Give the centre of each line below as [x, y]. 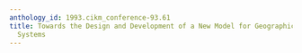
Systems [32, 34]
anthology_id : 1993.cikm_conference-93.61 [90, 18]
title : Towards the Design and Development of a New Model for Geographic [152, 26]
